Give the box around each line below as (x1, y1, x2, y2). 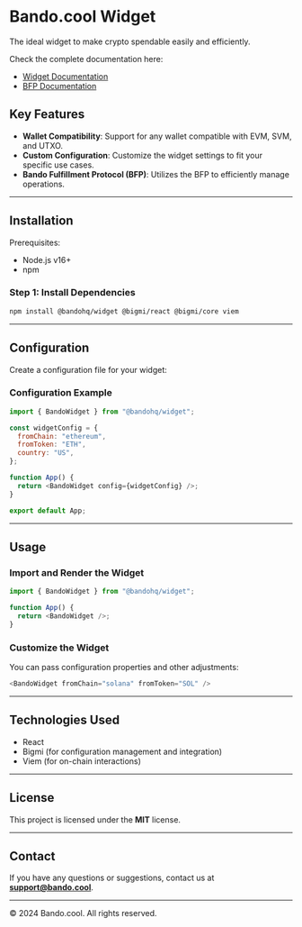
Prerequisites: (9, 237, 61, 248)
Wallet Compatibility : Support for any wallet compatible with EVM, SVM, (22, 131, 292, 141)
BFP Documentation (22, 80, 97, 91)
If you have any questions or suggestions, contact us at (9, 872, 215, 884)
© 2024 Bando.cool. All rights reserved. (9, 908, 157, 919)
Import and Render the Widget (9, 566, 145, 578)
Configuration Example (9, 386, 112, 399)
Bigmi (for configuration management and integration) (22, 746, 223, 757)
